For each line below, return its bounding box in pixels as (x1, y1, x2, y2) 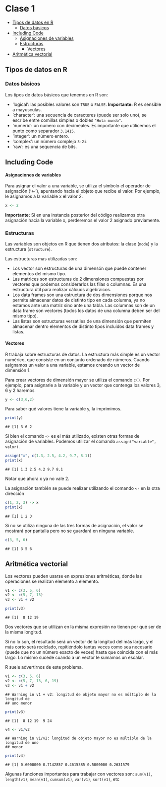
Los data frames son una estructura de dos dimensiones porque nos (12, 292, 152, 298)
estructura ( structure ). (5, 246, 52, 252)
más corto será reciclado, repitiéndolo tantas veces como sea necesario (5, 644, 153, 650)
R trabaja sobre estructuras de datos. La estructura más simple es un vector (5, 351, 160, 357)
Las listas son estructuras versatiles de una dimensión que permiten (12, 318, 152, 324)
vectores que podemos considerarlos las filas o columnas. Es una (12, 281, 147, 287)
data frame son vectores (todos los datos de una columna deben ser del (12, 308, 160, 314)
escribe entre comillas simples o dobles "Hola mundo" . (12, 117, 123, 123)
